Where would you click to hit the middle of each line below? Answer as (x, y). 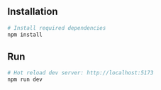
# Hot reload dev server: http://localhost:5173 (80, 73)
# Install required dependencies (57, 28)
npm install (25, 35)
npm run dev (25, 80)
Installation (33, 12)
